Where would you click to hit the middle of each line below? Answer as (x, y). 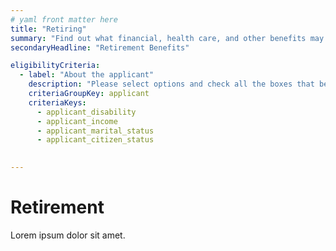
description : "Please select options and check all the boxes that (171, 84)
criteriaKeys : (57, 102)
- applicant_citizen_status (95, 140)
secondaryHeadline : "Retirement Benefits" (100, 47)
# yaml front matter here (64, 19)
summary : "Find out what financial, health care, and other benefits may (167, 38)
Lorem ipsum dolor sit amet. (68, 235)
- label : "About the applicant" (87, 75)
